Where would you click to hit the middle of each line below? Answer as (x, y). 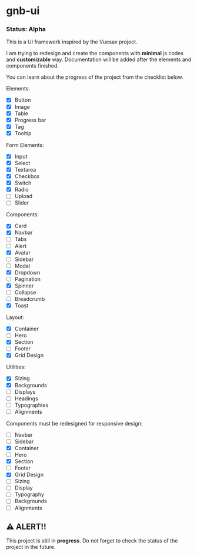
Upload (24, 196)
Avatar (22, 252)
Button (23, 100)
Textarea (25, 169)
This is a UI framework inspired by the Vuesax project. (72, 42)
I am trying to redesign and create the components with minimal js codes (95, 53)
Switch (23, 183)
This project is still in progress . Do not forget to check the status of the (92, 541)
